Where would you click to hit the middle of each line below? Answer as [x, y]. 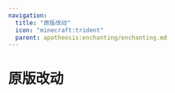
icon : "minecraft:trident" [60, 30]
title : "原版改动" [43, 23]
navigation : [28, 15]
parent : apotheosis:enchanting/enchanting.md [91, 37]
